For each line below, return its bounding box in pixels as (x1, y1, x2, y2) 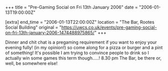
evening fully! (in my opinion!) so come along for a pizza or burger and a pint (5, 45, 163, 50)
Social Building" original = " (5, 24, 61, 30)
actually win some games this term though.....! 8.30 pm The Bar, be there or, (5, 55, 161, 61)
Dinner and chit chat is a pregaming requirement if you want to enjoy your (5, 39, 157, 45)
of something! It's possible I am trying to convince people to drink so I (5, 50, 149, 56)
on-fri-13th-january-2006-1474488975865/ (5, 30, 95, 35)
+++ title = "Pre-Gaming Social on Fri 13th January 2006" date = (5, 4, 138, 10)
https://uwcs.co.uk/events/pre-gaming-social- (61, 24, 157, 30)
